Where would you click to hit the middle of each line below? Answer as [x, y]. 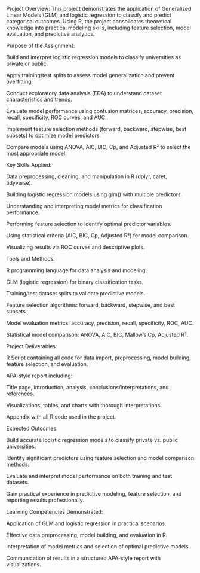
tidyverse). [19, 183]
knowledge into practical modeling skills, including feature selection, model [99, 28]
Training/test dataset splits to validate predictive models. [76, 293]
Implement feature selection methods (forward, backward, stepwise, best [96, 129]
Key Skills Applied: [29, 165]
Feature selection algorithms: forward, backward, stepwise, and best [90, 305]
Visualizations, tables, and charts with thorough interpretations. [84, 405]
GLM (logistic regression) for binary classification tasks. [75, 282]
